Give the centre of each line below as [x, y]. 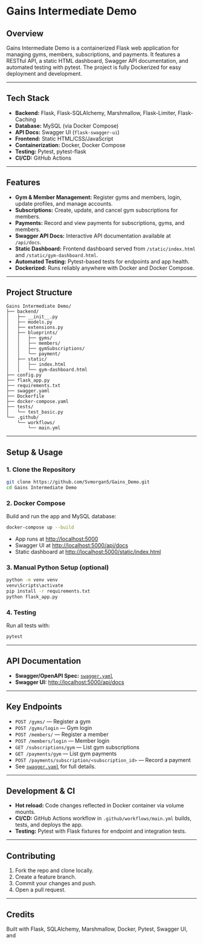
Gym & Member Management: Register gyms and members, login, [98, 197]
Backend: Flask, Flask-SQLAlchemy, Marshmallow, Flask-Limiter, [96, 112]
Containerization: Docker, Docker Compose [70, 145]
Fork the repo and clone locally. [54, 871]
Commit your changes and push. [56, 884]
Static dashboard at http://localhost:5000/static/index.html [88, 552]
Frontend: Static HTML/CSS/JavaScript [64, 138]
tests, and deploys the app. [49, 825]
